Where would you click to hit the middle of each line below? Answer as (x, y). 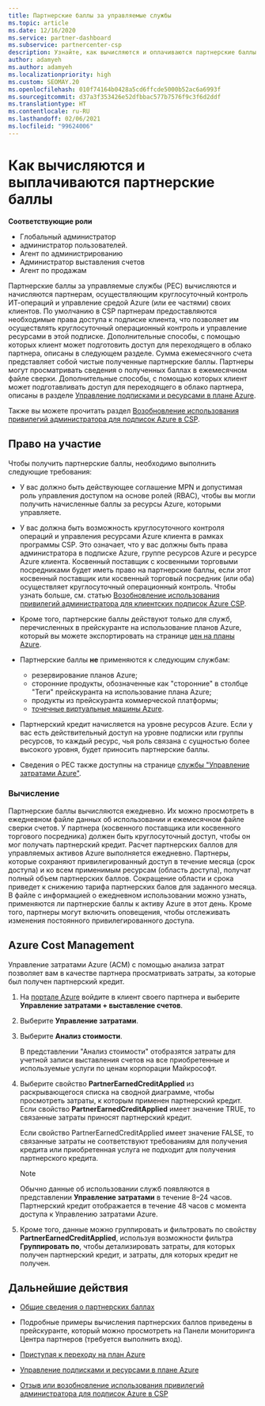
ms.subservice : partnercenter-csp (65, 45)
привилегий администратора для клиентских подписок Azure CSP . (133, 603)
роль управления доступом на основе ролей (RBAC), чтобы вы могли (137, 495)
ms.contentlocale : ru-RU (49, 112)
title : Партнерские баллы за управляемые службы (90, 15)
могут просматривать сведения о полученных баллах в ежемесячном (128, 370)
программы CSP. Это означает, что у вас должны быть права (123, 544)
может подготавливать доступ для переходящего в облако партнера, (126, 386)
